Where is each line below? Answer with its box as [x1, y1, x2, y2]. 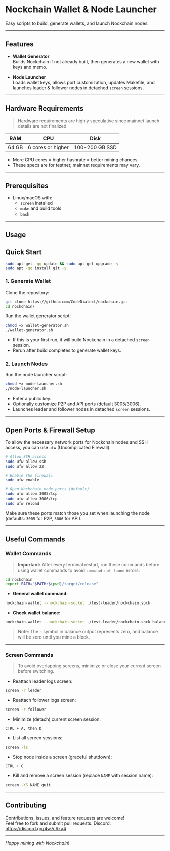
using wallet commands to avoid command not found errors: [17, 567, 140, 573]
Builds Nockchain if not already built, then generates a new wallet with [12, 58, 159, 64]
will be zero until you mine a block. [17, 634, 90, 640]
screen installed [20, 200, 53, 206]
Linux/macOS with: [12, 195, 52, 201]
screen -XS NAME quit [5, 782, 51, 787]
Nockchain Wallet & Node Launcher [5, 4, 157, 15]
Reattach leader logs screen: [12, 678, 73, 684]
